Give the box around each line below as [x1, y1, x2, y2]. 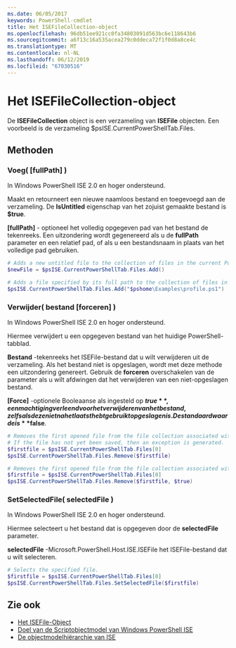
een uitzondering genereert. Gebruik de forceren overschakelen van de [7, 368, 215, 377]
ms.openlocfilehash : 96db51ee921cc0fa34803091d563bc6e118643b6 [7, 30, 197, 37]
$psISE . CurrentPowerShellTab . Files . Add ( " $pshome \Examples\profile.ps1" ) [7, 285, 225, 292]
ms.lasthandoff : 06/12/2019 [7, 56, 90, 63]
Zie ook [7, 599, 41, 611]
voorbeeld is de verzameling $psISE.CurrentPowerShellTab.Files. [7, 124, 195, 132]
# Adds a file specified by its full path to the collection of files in [7, 279, 228, 286]
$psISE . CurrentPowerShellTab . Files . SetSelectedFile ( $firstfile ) [7, 580, 199, 587]
